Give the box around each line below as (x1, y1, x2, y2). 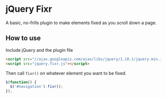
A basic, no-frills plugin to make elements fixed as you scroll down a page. (5, 20, 157, 26)
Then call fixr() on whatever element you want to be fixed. (5, 70, 127, 76)
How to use (5, 34, 41, 42)
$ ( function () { (5, 80, 37, 85)
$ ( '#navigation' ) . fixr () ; (10, 84, 64, 89)
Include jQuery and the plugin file (5, 47, 73, 53)
